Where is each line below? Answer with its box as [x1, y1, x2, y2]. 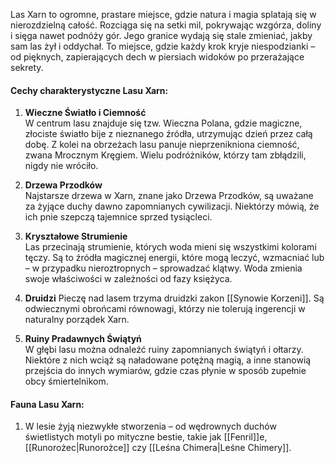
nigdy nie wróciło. [24, 160, 99, 172]
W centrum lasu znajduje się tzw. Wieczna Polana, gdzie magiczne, [24, 117, 303, 129]
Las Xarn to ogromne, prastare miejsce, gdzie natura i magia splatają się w [10, 9, 317, 20]
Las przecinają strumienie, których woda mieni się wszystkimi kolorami [24, 241, 317, 253]
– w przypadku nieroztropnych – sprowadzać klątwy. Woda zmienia [24, 262, 303, 274]
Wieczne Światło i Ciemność [24, 107, 147, 119]
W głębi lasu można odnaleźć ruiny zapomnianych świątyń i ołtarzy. [24, 344, 304, 356]
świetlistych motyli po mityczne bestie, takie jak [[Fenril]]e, [24, 431, 268, 443]
